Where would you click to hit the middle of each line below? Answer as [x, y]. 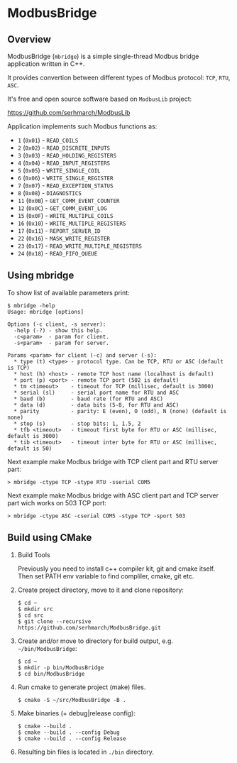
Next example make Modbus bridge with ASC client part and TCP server [113, 495]
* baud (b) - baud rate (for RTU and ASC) [88, 399]
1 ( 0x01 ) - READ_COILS [48, 140]
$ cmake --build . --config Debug [68, 732]
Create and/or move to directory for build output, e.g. [95, 641]
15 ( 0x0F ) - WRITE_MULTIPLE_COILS [65, 215]
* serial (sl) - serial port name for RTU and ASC [97, 393]
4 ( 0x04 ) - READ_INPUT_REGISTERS [64, 163]
